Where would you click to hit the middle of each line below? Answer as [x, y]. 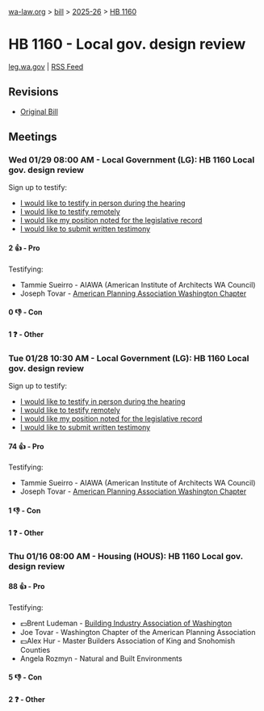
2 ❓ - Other [27, 699]
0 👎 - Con [25, 312]
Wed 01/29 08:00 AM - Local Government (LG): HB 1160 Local [132, 160]
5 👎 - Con [25, 677]
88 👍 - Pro [27, 587]
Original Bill [39, 111]
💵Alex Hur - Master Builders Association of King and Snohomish [128, 641]
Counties [35, 650]
